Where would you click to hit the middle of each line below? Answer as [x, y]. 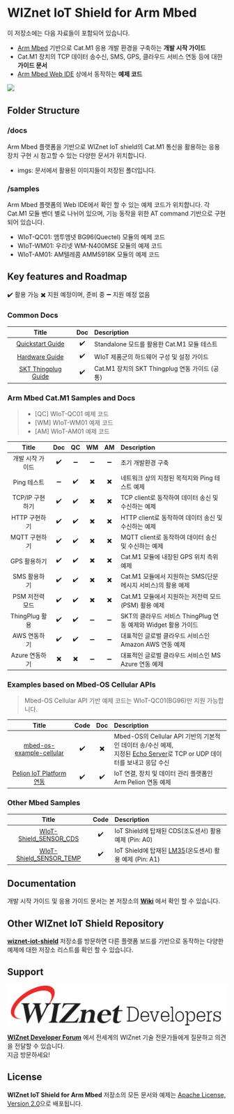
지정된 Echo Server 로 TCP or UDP [162, 754]
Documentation [42, 883]
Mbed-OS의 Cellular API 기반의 [158, 736]
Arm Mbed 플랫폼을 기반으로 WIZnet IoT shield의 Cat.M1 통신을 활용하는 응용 [114, 146]
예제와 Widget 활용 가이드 [163, 625]
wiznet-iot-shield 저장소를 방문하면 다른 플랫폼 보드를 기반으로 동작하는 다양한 [116, 941]
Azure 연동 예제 [142, 664]
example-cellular [39, 753]
